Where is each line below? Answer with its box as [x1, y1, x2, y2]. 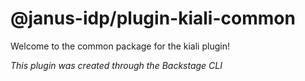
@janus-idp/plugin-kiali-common [10, 7, 296, 30]
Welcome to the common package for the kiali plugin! [10, 40, 230, 52]
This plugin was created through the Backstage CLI [10, 59, 223, 71]
